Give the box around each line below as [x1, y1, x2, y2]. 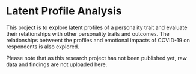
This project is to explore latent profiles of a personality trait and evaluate [6, 24, 188, 31]
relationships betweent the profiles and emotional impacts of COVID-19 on [6, 36, 191, 44]
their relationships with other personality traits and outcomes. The [6, 30, 170, 37]
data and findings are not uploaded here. [6, 61, 108, 68]
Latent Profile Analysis [6, 4, 122, 18]
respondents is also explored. [6, 43, 79, 50]
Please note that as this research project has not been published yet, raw [6, 54, 188, 61]
